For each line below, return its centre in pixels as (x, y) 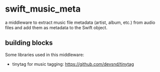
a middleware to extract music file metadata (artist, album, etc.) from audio (80, 22)
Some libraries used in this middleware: (45, 54)
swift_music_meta (43, 9)
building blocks (29, 43)
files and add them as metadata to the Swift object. (56, 27)
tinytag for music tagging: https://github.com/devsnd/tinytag (73, 64)
